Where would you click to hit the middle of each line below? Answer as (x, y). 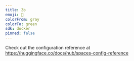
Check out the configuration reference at (48, 48)
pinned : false (20, 33)
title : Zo (16, 10)
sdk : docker (18, 29)
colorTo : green (21, 24)
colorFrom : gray (22, 19)
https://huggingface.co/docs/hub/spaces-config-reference (67, 53)
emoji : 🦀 (14, 15)
